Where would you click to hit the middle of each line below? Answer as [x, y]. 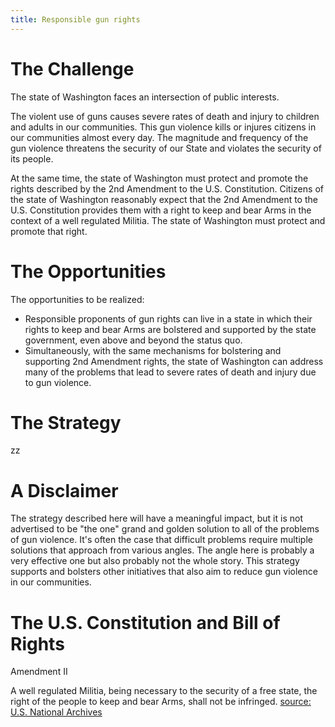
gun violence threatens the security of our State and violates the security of [166, 148]
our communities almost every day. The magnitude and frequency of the [159, 137]
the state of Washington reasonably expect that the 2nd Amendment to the [164, 199]
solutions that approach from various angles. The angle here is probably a [162, 550]
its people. [32, 158]
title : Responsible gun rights [75, 19]
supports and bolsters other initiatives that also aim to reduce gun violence [164, 572]
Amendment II [39, 672]
